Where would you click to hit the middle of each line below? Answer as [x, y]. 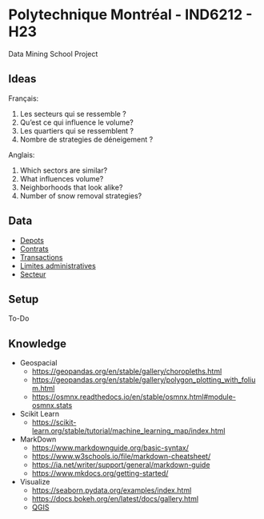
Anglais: [22, 154]
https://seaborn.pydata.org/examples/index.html [112, 490]
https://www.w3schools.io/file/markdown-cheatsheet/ [121, 457]
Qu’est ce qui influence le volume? [76, 122]
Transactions [41, 257]
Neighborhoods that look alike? [71, 187]
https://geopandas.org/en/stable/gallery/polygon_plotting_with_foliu [144, 380]
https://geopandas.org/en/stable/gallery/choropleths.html [127, 371]
